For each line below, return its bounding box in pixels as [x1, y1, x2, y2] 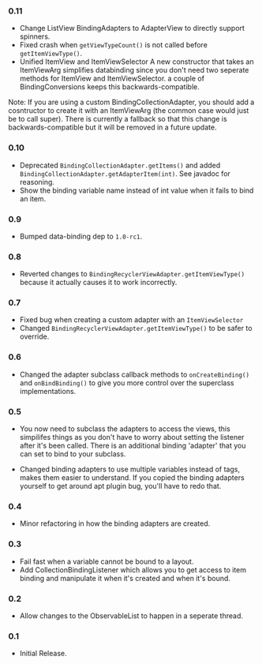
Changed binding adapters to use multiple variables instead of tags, [19, 464, 241, 475]
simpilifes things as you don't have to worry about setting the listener [19, 433, 245, 442]
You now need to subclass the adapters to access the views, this [19, 424, 230, 433]
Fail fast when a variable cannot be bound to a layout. [19, 557, 194, 566]
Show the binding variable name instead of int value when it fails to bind [19, 186, 254, 195]
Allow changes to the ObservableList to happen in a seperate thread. [19, 610, 243, 621]
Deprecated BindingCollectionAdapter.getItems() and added [19, 160, 221, 170]
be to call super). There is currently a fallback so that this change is [8, 114, 227, 124]
